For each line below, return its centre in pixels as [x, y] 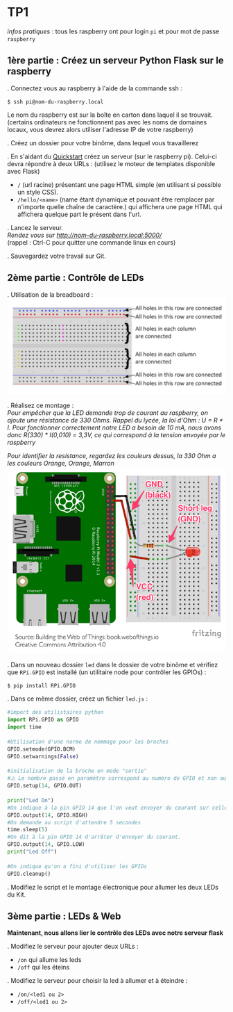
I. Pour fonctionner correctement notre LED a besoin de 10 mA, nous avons [114, 427]
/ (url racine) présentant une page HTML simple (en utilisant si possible [119, 184]
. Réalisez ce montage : [41, 406]
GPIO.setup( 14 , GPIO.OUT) [44, 786]
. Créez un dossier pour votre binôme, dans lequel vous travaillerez [103, 142]
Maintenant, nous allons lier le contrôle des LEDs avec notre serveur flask [115, 933]
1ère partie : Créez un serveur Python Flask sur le [115, 61]
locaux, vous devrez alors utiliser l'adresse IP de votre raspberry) [101, 129]
